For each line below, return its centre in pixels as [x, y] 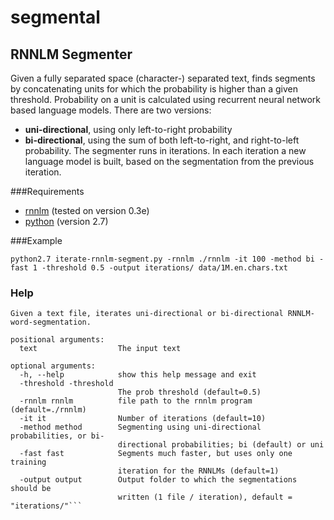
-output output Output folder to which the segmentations [158, 480]
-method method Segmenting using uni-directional [140, 427]
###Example [36, 240]
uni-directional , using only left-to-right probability [128, 129]
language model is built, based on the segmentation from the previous [169, 161]
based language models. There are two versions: [111, 110]
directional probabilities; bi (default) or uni [221, 445]
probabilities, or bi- [57, 436]
